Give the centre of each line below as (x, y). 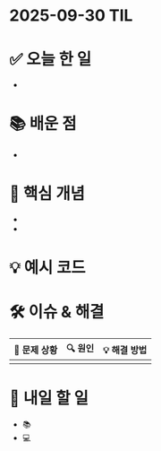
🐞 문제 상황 (36, 350)
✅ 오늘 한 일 (51, 60)
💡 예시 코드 (47, 268)
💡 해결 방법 (125, 350)
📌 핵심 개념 (47, 194)
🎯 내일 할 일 (49, 399)
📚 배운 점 (43, 124)
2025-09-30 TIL (71, 16)
